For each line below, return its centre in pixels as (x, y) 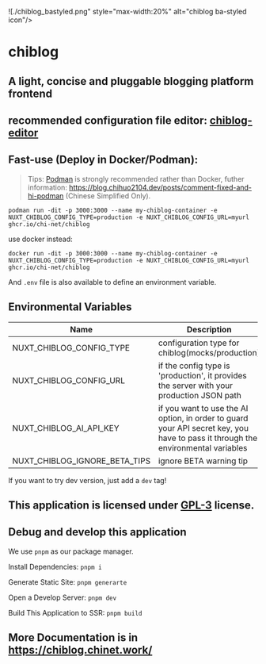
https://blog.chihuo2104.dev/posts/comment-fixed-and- (160, 187)
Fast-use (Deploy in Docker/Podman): (103, 160)
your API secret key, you (203, 428)
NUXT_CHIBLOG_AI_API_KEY (66, 428)
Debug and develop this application (97, 532)
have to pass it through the (208, 438)
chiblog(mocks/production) (209, 352)
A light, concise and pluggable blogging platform (131, 81)
